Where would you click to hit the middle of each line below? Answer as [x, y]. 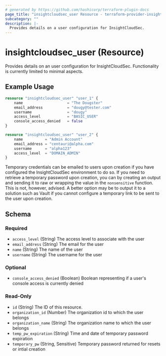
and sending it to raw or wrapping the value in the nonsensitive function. [79, 183]
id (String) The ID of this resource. [47, 307]
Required [16, 228]
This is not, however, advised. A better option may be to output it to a [75, 188]
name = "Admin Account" [48, 139]
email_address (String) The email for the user [58, 244]
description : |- [22, 23]
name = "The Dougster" [58, 103]
